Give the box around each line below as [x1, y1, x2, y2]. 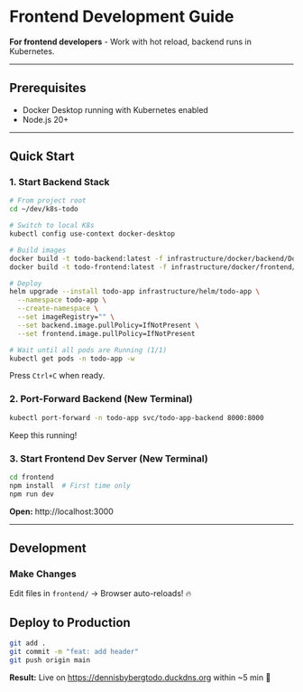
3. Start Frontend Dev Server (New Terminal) [9, 452, 209, 464]
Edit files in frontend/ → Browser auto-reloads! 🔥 [9, 588, 192, 599]
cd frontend [9, 472, 54, 482]
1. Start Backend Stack [9, 176, 110, 189]
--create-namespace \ [17, 304, 99, 313]
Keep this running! [9, 429, 78, 440]
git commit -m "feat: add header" [9, 647, 140, 656]
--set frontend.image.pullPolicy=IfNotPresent [17, 329, 196, 338]
